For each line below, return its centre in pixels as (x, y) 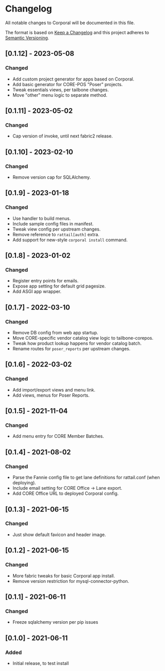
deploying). (24, 483)
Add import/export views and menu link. (54, 390)
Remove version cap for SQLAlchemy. (52, 177)
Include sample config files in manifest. (53, 223)
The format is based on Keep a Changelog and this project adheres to (77, 32)
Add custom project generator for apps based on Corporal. (73, 79)
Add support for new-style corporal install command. (70, 240)
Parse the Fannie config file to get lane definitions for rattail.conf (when (86, 477)
